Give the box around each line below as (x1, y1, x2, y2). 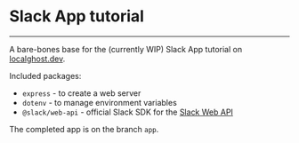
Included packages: (9, 70, 82, 81)
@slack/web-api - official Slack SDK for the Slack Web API (21, 107, 234, 117)
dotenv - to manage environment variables (21, 97, 178, 107)
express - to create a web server (21, 87, 141, 99)
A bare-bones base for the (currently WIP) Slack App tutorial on (9, 44, 243, 54)
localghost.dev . (9, 53, 66, 64)
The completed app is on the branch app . (9, 123, 159, 134)
